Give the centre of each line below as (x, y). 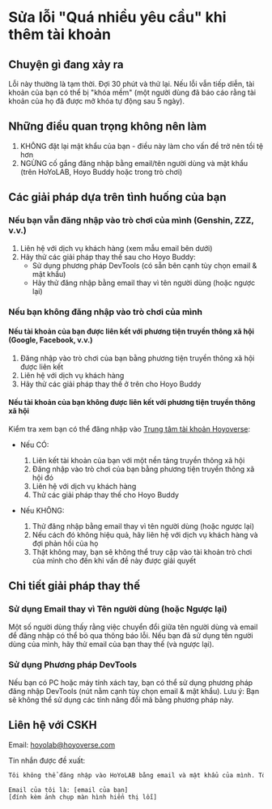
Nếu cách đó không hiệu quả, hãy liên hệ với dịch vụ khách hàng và (145, 534)
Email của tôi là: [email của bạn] (68, 790)
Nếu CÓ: (34, 445)
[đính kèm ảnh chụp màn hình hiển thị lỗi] (83, 798)
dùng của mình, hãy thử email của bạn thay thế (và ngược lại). (111, 644)
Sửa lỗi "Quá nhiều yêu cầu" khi (117, 17)
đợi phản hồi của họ (65, 543)
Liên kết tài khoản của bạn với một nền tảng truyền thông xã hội (138, 460)
